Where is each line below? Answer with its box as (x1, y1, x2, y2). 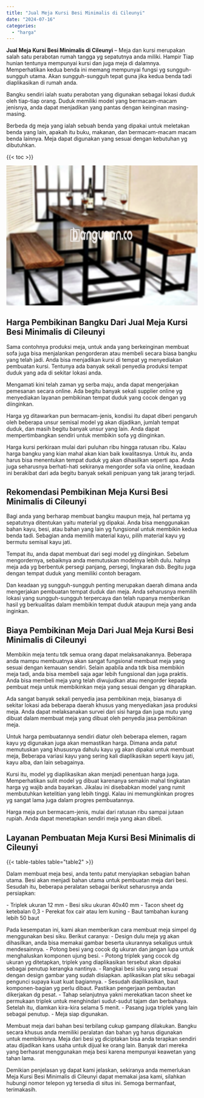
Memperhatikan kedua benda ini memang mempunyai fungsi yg (6, 66, 166, 73)
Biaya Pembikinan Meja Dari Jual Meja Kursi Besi (6, 625, 194, 636)
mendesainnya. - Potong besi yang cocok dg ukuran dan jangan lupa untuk (6, 945, 194, 953)
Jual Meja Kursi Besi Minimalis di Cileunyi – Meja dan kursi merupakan (6, 46, 185, 54)
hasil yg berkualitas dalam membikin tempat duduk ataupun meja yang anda (6, 601, 197, 608)
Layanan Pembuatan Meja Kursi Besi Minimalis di (6, 833, 195, 843)
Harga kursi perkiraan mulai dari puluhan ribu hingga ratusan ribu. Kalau (6, 443, 186, 451)
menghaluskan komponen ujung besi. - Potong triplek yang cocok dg (6, 952, 179, 960)
